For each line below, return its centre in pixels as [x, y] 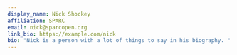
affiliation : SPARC [36, 21]
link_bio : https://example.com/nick [62, 34]
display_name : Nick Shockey [49, 14]
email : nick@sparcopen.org [47, 27]
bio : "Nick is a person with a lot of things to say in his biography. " [119, 41]
